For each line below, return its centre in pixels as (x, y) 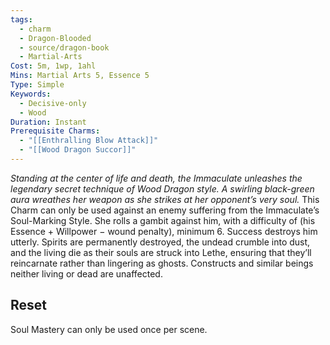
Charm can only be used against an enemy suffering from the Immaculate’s (165, 210)
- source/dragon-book (64, 47)
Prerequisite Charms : (55, 131)
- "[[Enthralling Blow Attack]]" (89, 141)
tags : (21, 19)
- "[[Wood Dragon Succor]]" (78, 150)
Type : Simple (37, 85)
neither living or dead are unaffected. (86, 273)
